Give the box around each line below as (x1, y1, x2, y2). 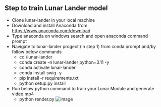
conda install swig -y (19, 69, 62, 76)
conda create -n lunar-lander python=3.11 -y (19, 59, 109, 65)
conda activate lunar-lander (19, 64, 76, 70)
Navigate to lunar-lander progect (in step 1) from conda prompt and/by (11, 43, 156, 49)
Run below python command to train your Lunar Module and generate (11, 85, 155, 91)
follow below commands (11, 49, 62, 54)
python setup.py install (19, 80, 66, 86)
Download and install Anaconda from (11, 22, 88, 28)
